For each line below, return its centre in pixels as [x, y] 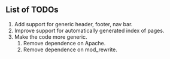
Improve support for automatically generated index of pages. [89, 30]
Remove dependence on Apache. [64, 43]
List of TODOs [32, 10]
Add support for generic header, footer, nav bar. [73, 24]
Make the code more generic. [51, 37]
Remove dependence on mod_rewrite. [70, 49]
